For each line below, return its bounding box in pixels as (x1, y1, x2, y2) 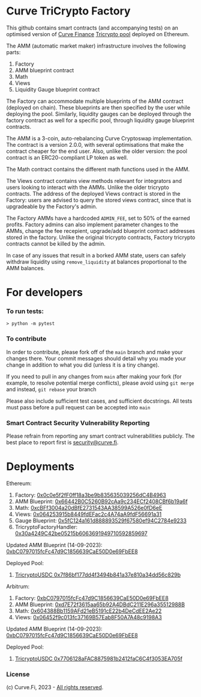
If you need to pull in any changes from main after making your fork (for (6, 373, 182, 380)
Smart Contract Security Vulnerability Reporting (6, 418, 150, 427)
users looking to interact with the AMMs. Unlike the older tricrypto (6, 184, 169, 191)
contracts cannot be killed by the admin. (6, 240, 106, 247)
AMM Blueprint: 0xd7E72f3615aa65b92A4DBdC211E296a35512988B (14, 601, 185, 608)
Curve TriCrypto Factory (6, 4, 131, 18)
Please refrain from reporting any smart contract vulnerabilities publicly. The (6, 432, 195, 440)
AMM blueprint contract (14, 66, 74, 73)
